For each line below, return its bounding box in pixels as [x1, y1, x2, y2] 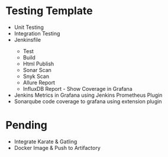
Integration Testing [14, 30, 60, 37]
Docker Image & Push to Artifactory [14, 144, 101, 151]
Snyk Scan [22, 73, 50, 80]
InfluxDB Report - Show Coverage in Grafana [22, 85, 133, 92]
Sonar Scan [22, 66, 51, 73]
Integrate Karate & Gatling [14, 138, 77, 145]
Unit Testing [14, 24, 44, 31]
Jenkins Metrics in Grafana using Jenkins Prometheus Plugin [14, 91, 163, 99]
